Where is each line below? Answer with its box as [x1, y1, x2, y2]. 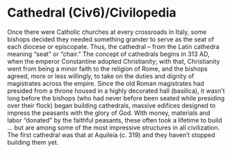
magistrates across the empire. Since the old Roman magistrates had [7, 79, 205, 87]
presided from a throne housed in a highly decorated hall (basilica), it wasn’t [7, 87, 225, 95]
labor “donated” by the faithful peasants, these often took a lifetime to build [7, 116, 222, 124]
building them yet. [7, 138, 59, 146]
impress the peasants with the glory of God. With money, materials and [7, 109, 210, 117]
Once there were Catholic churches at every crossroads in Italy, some [7, 28, 207, 36]
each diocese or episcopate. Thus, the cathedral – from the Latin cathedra [7, 42, 220, 51]
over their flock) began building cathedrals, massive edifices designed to [7, 101, 216, 109]
